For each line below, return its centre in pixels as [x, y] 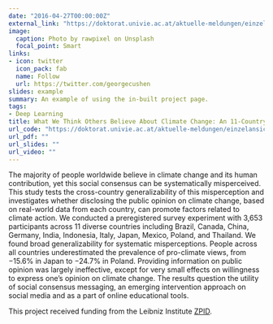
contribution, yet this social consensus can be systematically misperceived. [135, 184]
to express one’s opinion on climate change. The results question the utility [134, 279]
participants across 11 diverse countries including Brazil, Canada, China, [129, 227]
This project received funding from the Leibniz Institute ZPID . [110, 311]
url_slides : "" [34, 144]
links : [19, 54]
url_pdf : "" [28, 136]
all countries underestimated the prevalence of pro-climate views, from [127, 253]
